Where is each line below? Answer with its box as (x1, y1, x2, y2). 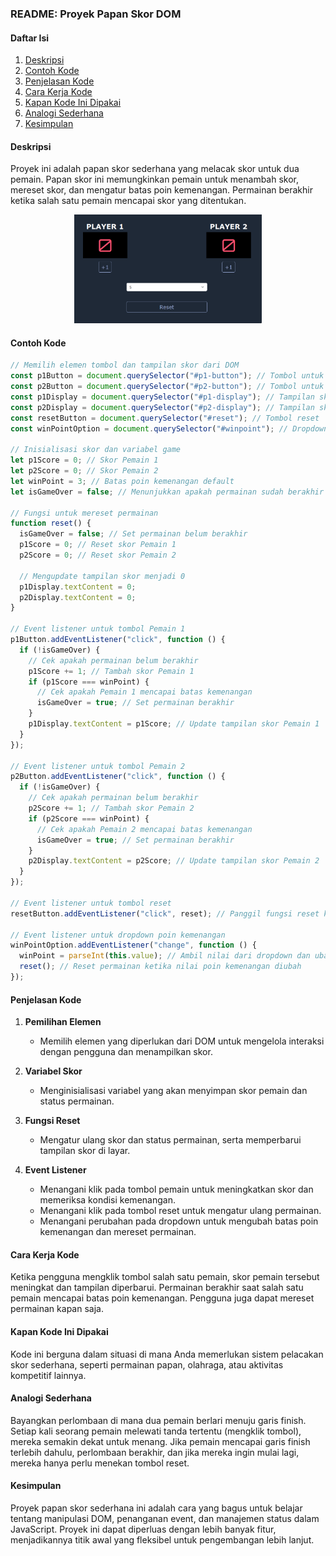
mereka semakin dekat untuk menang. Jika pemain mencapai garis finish (10, 1435, 311, 1447)
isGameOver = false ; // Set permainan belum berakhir (19, 529, 248, 539)
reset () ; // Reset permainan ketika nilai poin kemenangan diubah (19, 962, 302, 972)
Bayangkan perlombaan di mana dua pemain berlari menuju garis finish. (10, 1414, 307, 1426)
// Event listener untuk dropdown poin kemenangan (10, 930, 226, 940)
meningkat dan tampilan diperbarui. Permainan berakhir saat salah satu (10, 1282, 304, 1294)
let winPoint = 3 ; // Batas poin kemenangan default (10, 476, 235, 486)
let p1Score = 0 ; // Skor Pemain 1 (10, 455, 159, 466)
